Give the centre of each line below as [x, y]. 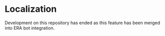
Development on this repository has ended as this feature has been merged [82, 23]
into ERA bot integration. [30, 28]
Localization [31, 9]
